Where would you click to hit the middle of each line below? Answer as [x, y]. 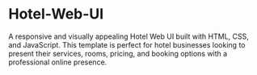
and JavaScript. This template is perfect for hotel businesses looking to [127, 44]
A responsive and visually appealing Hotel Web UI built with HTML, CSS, [128, 36]
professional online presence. [58, 62]
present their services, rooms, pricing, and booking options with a [118, 53]
